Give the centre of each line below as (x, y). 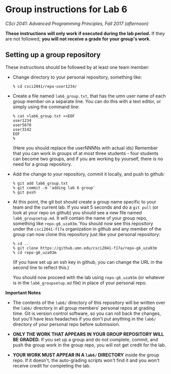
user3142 (22, 129)
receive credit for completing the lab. (52, 365)
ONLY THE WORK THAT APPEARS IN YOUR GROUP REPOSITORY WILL (88, 334)
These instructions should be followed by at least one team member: (77, 67)
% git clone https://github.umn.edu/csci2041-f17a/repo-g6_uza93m (85, 248)
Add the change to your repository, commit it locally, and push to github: (89, 174)
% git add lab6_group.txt (40, 183)
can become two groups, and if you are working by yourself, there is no (88, 159)
